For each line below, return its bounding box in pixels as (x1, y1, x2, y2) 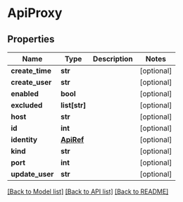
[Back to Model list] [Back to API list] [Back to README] (7, 187, 169, 196)
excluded (11, 100, 43, 110)
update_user (11, 170, 54, 179)
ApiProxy (7, 5, 63, 21)
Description (92, 54, 134, 64)
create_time (11, 66, 51, 76)
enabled (11, 89, 39, 98)
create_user (11, 78, 52, 87)
